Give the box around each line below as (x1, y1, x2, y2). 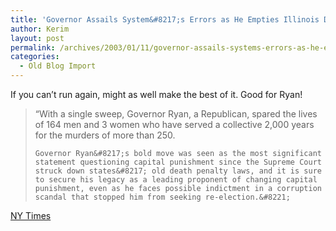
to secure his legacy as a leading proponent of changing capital (34, 175, 318, 185)
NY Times (10, 210, 52, 221)
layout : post (10, 33, 65, 43)
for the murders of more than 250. (34, 129, 176, 141)
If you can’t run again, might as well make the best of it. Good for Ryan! (10, 89, 303, 100)
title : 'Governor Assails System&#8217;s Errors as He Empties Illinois (10, 14, 320, 25)
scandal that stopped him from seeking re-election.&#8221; (34, 192, 291, 202)
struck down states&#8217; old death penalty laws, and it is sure (34, 166, 322, 176)
